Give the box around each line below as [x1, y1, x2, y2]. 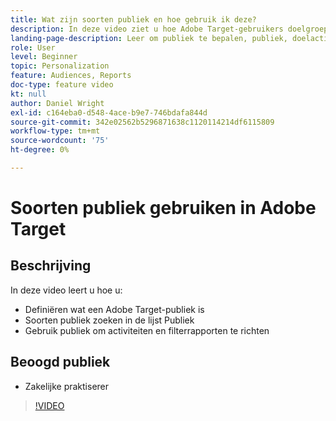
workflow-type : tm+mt [10, 126, 101, 136]
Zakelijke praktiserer [24, 380, 110, 392]
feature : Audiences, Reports [10, 71, 132, 81]
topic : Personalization [10, 61, 110, 71]
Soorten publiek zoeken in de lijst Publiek [24, 314, 195, 326]
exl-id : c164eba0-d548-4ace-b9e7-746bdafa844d [10, 107, 208, 118]
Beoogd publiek [10, 354, 111, 371]
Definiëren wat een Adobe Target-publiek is [24, 303, 205, 315]
